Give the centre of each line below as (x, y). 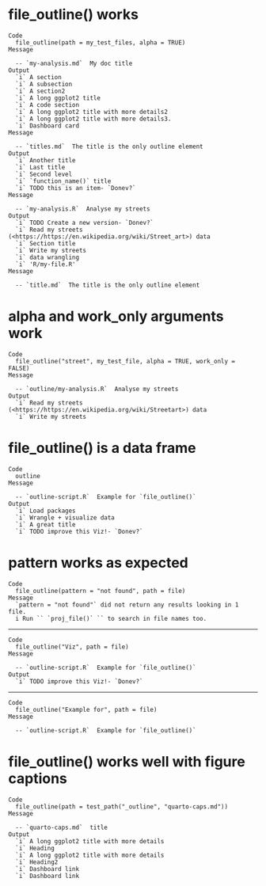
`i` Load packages (46, 511)
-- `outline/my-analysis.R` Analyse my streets (97, 389)
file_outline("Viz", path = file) (72, 647)
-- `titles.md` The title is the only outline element (109, 146)
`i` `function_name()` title (63, 181)
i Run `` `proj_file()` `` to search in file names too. (111, 618)
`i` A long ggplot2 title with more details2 (92, 112)
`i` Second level (44, 174)
